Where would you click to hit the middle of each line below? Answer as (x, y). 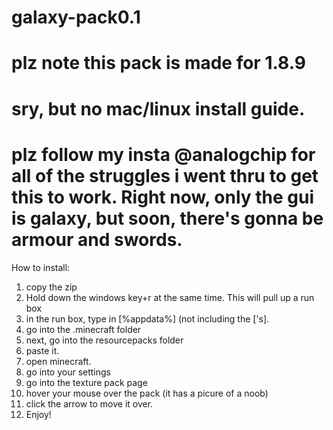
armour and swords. (97, 239)
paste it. (42, 350)
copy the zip (51, 287)
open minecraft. (58, 361)
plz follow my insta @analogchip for (163, 154)
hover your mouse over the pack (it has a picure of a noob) (147, 393)
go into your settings (68, 372)
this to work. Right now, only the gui (163, 197)
